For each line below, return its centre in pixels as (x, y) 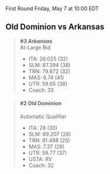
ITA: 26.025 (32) (48, 59)
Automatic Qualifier (43, 116)
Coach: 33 (41, 90)
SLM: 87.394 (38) (49, 65)
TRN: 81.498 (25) (49, 140)
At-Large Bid (35, 47)
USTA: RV (40, 159)
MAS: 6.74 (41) (46, 77)
